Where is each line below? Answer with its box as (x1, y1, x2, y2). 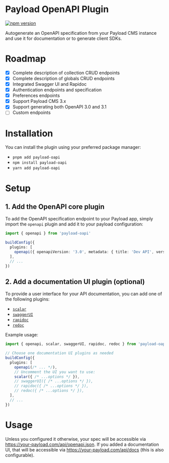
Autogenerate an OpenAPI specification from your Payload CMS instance (5, 30, 157, 36)
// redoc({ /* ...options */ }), (14, 388, 84, 393)
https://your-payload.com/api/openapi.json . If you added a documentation (5, 441, 159, 447)
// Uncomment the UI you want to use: (14, 369, 96, 374)
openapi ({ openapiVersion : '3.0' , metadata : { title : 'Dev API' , (14, 249, 154, 254)
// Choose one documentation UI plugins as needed (5, 351, 114, 356)
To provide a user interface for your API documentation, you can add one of (5, 291, 162, 297)
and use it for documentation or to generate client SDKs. (5, 35, 122, 41)
